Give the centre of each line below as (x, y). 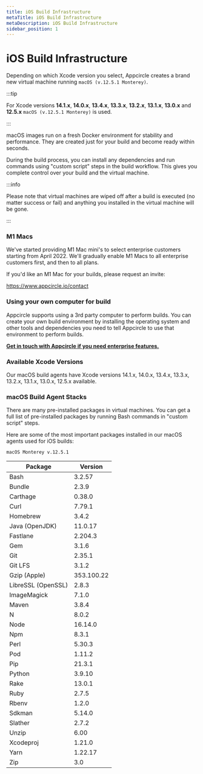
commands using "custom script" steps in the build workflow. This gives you (102, 167)
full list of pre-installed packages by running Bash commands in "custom (97, 417)
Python (20, 674)
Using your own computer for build (58, 302)
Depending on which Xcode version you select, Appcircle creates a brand (98, 76)
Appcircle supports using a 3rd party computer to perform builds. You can (99, 315)
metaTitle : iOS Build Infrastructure (54, 18)
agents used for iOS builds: (40, 441)
